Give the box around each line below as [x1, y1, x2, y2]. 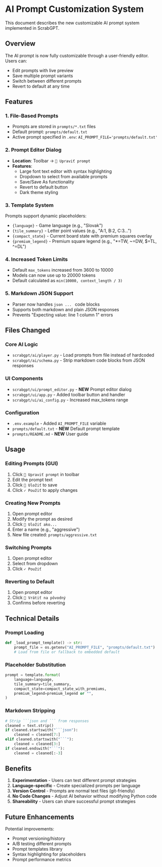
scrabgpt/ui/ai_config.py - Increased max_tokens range [12, 397, 129, 403]
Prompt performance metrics [12, 857, 71, 863]
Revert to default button [19, 184, 68, 190]
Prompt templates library [12, 846, 63, 852]
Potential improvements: [5, 826, 55, 832]
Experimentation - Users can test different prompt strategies [12, 777, 137, 783]
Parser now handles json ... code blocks [12, 301, 100, 307]
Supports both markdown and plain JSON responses [12, 306, 119, 312]
